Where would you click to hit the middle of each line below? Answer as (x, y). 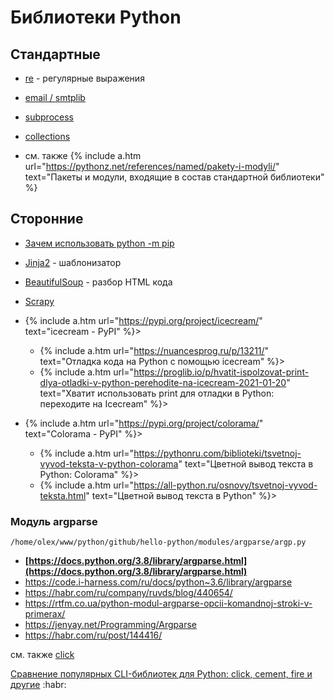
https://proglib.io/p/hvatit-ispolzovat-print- (221, 372)
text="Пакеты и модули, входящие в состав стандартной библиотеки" (174, 177)
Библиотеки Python (96, 17)
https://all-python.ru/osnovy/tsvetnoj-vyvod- (225, 485)
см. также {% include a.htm (83, 155)
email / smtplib (55, 97)
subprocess (49, 117)
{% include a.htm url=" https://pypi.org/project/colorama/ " (144, 423)
